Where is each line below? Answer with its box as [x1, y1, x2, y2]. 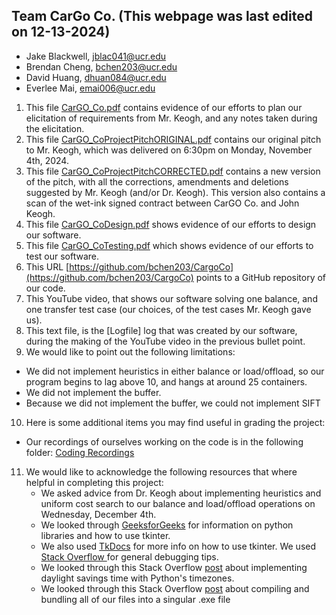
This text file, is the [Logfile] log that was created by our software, [25, 324, 298, 336]
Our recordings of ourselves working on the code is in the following [25, 435, 304, 448]
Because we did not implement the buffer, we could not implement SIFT [25, 397, 321, 409]
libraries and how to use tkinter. [40, 529, 171, 541]
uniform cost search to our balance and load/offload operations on [40, 497, 316, 509]
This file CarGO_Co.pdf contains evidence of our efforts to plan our [25, 101, 303, 113]
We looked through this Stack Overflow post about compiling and [40, 582, 310, 594]
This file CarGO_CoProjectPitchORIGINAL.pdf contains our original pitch [25, 133, 322, 145]
